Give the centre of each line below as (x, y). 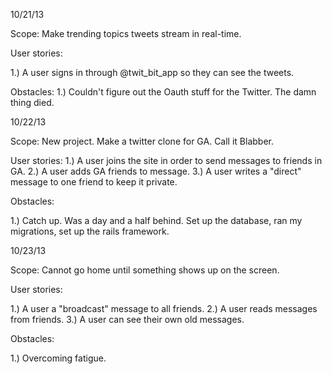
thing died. (32, 102)
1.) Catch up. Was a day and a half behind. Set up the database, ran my (156, 220)
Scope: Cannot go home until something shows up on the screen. (145, 270)
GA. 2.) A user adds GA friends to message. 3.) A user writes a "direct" (156, 171)
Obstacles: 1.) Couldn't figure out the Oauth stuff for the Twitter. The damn (163, 92)
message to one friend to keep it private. (94, 182)
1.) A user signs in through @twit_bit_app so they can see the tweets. (152, 72)
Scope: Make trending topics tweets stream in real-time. (126, 33)
